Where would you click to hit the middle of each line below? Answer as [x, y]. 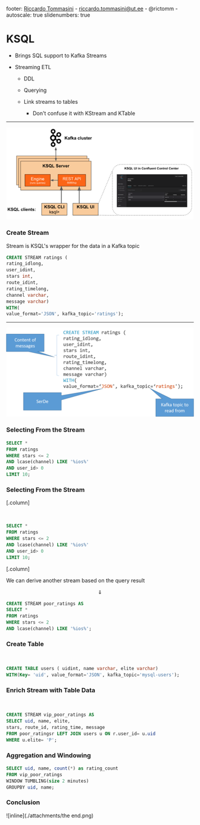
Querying [35, 90]
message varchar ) [28, 301]
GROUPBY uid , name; [30, 787]
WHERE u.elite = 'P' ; [32, 740]
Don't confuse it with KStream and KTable [84, 113]
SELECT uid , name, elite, [38, 721]
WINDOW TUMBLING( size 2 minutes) [48, 781]
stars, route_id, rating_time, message [56, 728]
